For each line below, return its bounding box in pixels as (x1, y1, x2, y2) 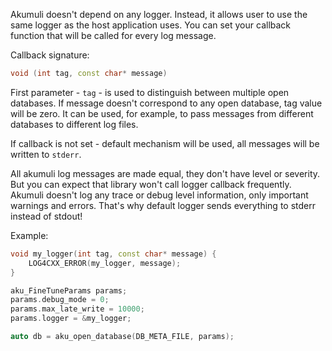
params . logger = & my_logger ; (10, 314, 132, 324)
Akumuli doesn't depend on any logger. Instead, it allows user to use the (10, 9, 308, 20)
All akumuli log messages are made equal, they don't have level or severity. (10, 167, 321, 179)
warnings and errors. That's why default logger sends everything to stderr (10, 199, 316, 211)
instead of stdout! (10, 210, 83, 222)
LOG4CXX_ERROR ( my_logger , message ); (28, 258, 182, 268)
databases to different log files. (10, 118, 139, 130)
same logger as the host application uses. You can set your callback (10, 19, 292, 31)
